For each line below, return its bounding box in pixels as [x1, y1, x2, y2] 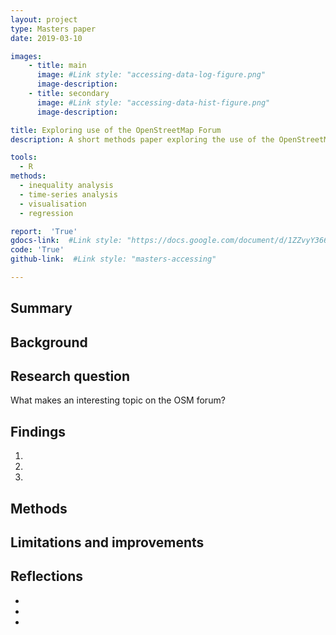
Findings [10, 423, 67, 440]
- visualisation [19, 199, 87, 209]
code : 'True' [10, 245, 65, 255]
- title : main [28, 61, 87, 71]
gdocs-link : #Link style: [10, 236, 123, 246]
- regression [19, 208, 74, 218]
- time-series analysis [19, 189, 118, 200]
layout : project [10, 14, 78, 25]
